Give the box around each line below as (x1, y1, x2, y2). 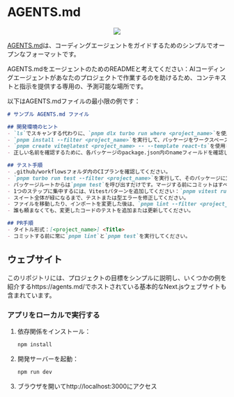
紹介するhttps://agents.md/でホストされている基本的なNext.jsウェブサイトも (7, 282, 227, 290)
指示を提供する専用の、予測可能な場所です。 (19, 81, 148, 91)
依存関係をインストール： (17, 327, 91, 335)
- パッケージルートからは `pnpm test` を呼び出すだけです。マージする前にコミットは (7, 181, 218, 188)
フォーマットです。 (25, 49, 80, 58)
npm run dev (17, 368, 52, 375)
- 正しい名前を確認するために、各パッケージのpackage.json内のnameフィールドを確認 (7, 149, 224, 157)
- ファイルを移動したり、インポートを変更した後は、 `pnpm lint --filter (7, 201, 197, 208)
